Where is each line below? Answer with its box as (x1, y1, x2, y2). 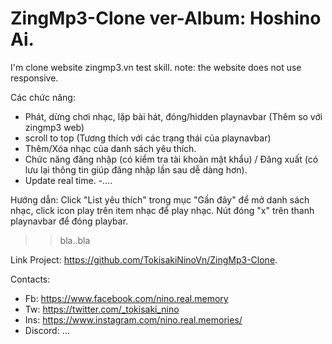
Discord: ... (24, 324, 70, 336)
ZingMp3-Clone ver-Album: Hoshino (10, 7, 322, 30)
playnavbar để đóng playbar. (10, 215, 129, 227)
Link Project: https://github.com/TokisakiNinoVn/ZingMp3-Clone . (10, 253, 278, 266)
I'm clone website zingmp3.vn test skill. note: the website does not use (10, 61, 302, 73)
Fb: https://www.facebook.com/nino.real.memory (24, 292, 229, 304)
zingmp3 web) (24, 121, 85, 133)
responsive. (10, 72, 59, 84)
